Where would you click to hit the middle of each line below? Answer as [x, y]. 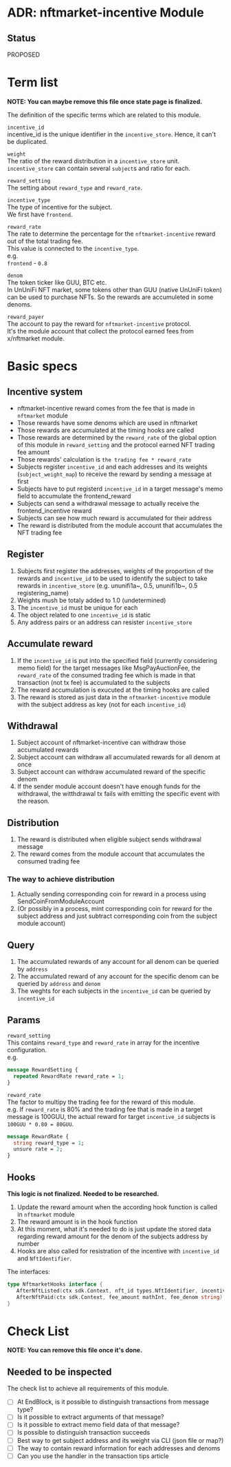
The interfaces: [29, 1272]
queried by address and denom [59, 984]
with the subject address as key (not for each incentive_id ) [101, 704]
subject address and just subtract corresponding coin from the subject [117, 916]
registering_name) [43, 593]
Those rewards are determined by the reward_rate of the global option [117, 437]
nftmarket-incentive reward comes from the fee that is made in [106, 408]
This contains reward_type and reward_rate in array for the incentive [103, 1043]
